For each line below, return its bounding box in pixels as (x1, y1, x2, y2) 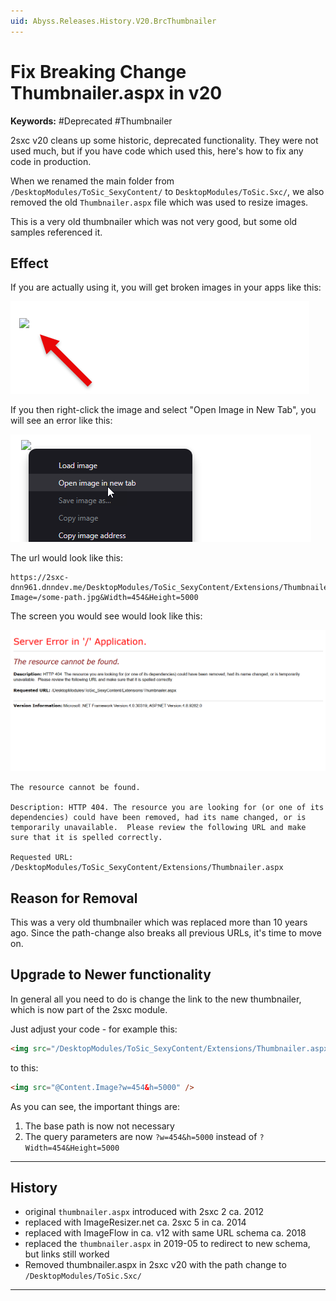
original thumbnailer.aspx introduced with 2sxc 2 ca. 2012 (24, 1206, 264, 1218)
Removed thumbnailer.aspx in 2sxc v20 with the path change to (24, 1259, 287, 1271)
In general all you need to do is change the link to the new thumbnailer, (10, 993, 302, 1005)
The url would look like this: (10, 552, 124, 564)
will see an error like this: (10, 415, 113, 427)
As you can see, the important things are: (10, 1100, 180, 1112)
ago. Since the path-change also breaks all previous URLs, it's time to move (10, 927, 323, 939)
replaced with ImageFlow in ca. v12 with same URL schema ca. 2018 (24, 1227, 307, 1239)
